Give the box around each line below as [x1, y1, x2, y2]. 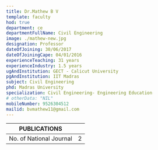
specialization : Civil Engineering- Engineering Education [6, 90, 153, 96]
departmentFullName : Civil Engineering [6, 30, 103, 36]
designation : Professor [6, 41, 64, 47]
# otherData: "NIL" [6, 95, 54, 101]
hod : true [6, 19, 30, 25]
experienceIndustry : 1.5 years [6, 62, 82, 69]
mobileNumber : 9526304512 [6, 100, 69, 107]
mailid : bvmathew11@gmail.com [6, 106, 80, 112]
